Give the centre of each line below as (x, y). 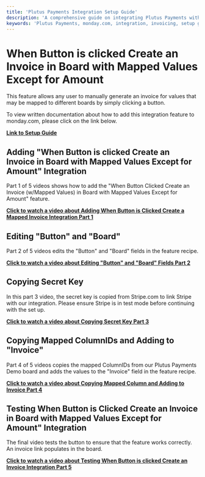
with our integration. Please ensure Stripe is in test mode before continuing (101, 303)
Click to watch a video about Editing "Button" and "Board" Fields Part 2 (99, 262)
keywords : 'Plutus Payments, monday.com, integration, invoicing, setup (101, 23)
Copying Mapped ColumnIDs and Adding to (90, 341)
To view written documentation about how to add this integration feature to (100, 115)
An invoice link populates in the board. (54, 449)
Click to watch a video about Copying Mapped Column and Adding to (95, 383)
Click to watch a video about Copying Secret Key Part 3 (78, 321)
